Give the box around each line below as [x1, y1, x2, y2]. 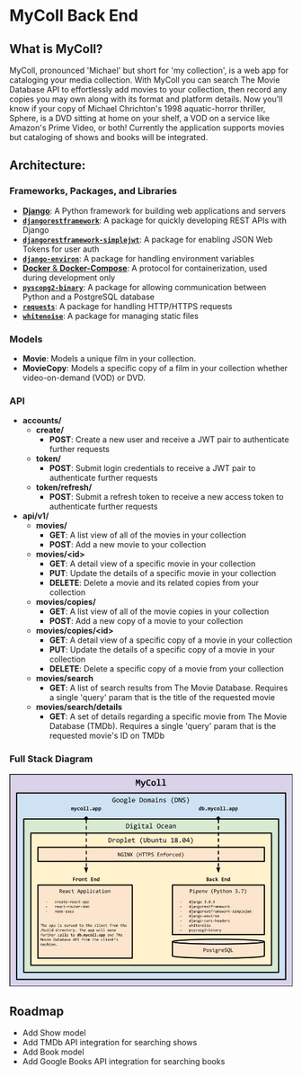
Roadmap [9, 1003, 65, 1018]
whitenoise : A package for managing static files [22, 310, 200, 321]
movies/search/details [35, 702, 123, 713]
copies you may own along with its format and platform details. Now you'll [9, 93, 283, 104]
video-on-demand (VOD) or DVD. [22, 372, 146, 383]
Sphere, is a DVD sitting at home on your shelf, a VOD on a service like [9, 113, 271, 123]
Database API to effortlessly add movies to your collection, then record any [9, 84, 288, 94]
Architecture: [9, 158, 86, 173]
